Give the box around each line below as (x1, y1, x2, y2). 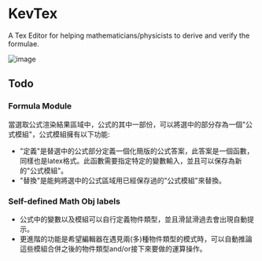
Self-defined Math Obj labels (8, 196, 120, 207)
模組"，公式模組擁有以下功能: (14, 129, 110, 138)
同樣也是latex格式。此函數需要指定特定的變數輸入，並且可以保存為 (19, 156, 235, 165)
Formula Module (8, 101, 72, 112)
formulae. (8, 39, 39, 48)
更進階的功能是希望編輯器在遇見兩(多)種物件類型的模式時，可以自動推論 (19, 233, 253, 244)
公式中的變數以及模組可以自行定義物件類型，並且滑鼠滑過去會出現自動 (19, 214, 248, 224)
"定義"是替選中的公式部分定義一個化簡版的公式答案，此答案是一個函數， (19, 146, 254, 156)
